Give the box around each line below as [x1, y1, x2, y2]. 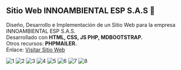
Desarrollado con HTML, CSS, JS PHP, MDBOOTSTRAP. [6, 33, 143, 41]
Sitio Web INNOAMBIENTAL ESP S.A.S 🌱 [6, 6, 155, 16]
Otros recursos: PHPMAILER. [6, 40, 78, 47]
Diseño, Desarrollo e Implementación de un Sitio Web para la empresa [6, 21, 176, 28]
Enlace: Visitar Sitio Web [6, 46, 66, 53]
